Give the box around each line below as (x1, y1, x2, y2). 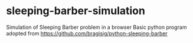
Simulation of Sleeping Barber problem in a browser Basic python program (6, 24, 187, 31)
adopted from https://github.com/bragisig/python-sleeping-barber (6, 29, 168, 37)
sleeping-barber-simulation (6, 4, 146, 18)
